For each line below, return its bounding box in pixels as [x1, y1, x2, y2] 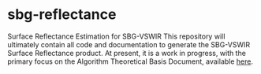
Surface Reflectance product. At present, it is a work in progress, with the [7, 48, 246, 57]
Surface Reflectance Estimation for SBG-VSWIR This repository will [7, 31, 226, 41]
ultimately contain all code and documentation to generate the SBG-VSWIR [7, 39, 251, 49]
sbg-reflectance [7, 6, 117, 24]
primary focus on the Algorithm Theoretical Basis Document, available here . [7, 57, 254, 66]
